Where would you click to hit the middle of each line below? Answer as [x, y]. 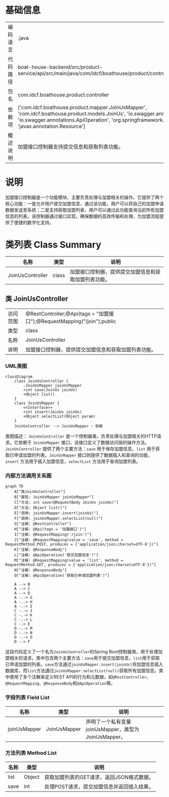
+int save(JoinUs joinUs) [51, 390]
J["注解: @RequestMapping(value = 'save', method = [69, 540]
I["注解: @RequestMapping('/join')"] [53, 535]
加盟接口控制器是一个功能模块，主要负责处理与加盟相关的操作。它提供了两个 [84, 197]
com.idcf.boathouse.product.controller [63, 95]
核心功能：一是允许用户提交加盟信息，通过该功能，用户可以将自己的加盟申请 [84, 203]
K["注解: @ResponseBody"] [40, 550]
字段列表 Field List [27, 698]
